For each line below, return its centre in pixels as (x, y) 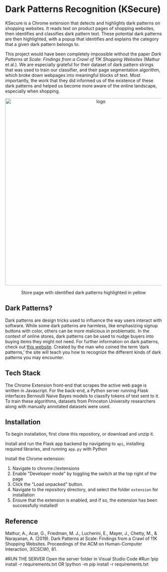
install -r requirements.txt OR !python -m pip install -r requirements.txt (77, 564)
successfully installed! (35, 506)
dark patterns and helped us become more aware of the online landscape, (81, 85)
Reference (22, 521)
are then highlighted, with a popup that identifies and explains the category (82, 39)
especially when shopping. (33, 91)
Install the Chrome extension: (35, 459)
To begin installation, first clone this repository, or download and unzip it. (80, 434)
